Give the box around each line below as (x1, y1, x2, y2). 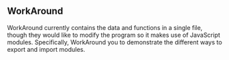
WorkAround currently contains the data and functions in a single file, (7, 23, 203, 31)
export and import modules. (7, 45, 85, 53)
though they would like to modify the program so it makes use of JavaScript (7, 31, 221, 39)
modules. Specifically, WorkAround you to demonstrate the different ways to (7, 37, 222, 46)
